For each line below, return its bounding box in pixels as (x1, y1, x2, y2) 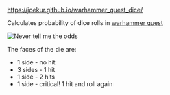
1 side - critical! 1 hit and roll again (16, 80, 113, 88)
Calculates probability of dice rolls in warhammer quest (7, 19, 163, 26)
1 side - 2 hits (16, 73, 56, 81)
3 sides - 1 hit (16, 66, 56, 73)
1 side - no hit (16, 58, 56, 66)
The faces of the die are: (7, 45, 77, 53)
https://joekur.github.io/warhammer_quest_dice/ (7, 6, 143, 14)
